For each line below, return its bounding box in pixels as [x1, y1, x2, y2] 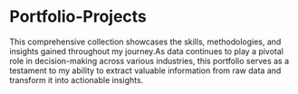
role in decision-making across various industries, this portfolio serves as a [9, 55, 290, 66]
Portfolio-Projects [9, 6, 148, 27]
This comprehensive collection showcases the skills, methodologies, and [9, 36, 282, 47]
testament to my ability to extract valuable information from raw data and [9, 65, 282, 76]
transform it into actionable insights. [9, 74, 144, 85]
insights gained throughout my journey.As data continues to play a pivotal [9, 45, 284, 56]
